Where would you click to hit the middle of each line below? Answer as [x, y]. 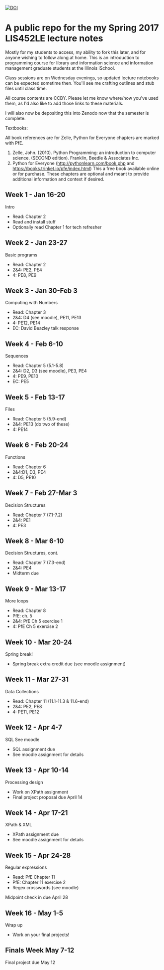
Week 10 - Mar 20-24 [39, 642]
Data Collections [22, 691]
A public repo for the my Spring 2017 [82, 28]
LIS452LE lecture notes [54, 39]
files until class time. [26, 88]
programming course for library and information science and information [79, 63]
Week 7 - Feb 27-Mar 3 [41, 493]
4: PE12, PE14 [26, 323]
